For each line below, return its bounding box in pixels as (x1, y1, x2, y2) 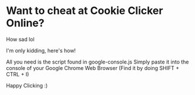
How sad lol (6, 36, 35, 43)
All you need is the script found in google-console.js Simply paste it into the (6, 58, 189, 65)
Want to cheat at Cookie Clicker (6, 4, 163, 17)
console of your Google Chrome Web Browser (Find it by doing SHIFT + (6, 64, 180, 71)
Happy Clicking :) (6, 82, 48, 89)
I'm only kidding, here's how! (6, 47, 76, 54)
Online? (6, 16, 45, 30)
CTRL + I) (6, 71, 29, 78)
